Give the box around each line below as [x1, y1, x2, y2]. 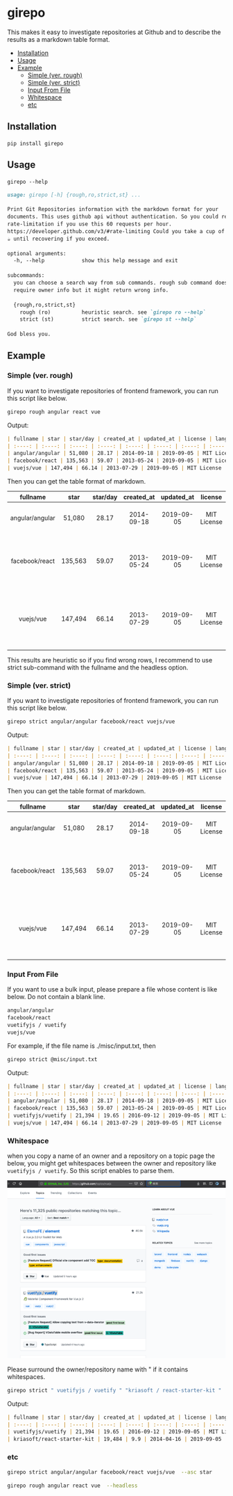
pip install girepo [7, 140, 64, 147]
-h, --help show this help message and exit [13, 257, 178, 264]
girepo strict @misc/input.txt [7, 1056, 98, 1063]
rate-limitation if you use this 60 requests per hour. [7, 221, 172, 228]
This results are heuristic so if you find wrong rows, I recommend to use [7, 655, 213, 664]
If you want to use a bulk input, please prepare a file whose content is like [7, 985, 218, 994]
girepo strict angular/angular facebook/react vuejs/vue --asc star [7, 1469, 213, 1476]
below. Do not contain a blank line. [7, 993, 105, 1001]
